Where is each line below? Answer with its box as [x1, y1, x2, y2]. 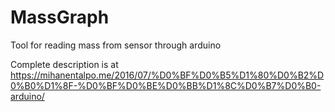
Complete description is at [10, 58, 119, 70]
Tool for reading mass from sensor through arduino [10, 39, 222, 51]
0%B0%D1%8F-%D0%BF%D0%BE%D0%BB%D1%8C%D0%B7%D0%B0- [10, 79, 322, 91]
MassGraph [10, 6, 110, 29]
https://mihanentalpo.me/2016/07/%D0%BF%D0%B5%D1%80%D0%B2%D [10, 69, 325, 81]
